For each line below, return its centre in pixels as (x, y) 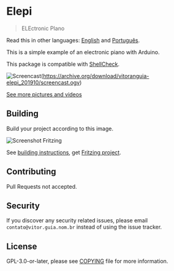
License (22, 246)
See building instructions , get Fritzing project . (64, 152)
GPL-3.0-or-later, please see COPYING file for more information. (87, 261)
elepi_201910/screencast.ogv (43, 82)
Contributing (31, 172)
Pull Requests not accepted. (42, 186)
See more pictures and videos (44, 94)
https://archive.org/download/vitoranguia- (96, 76)
